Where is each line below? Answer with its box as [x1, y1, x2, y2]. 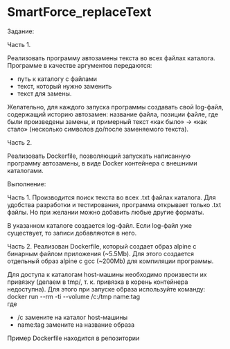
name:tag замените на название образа [17, 320, 135, 329]
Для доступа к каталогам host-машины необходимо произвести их [7, 270, 207, 278]
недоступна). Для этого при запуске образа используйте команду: [7, 285, 206, 293]
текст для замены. [17, 89, 72, 98]
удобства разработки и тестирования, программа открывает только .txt [7, 200, 222, 208]
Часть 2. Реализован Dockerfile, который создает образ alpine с [7, 242, 197, 250]
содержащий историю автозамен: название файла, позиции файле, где [7, 110, 218, 118]
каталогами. [7, 166, 44, 174]
